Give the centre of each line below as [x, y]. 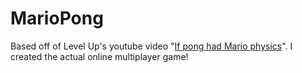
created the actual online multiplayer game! [99, 56]
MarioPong [57, 18]
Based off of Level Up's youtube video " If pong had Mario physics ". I [151, 46]
